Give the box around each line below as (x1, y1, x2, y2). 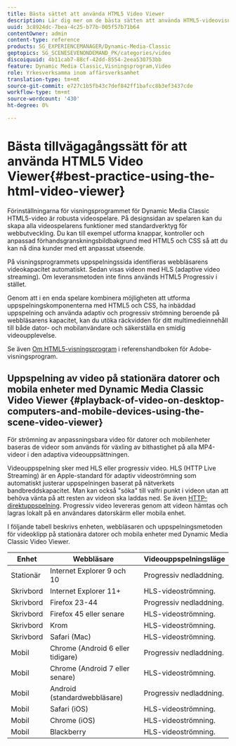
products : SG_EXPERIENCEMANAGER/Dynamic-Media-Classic (7, 43, 171, 50)
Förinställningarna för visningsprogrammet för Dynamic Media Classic (7, 206, 209, 215)
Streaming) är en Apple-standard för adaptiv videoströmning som (7, 471, 197, 479)
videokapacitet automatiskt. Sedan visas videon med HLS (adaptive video (7, 265, 221, 273)
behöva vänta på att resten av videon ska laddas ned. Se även (7, 493, 188, 502)
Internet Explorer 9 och (50, 566, 126, 576)
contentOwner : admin (7, 30, 68, 37)
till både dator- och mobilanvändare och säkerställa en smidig (7, 323, 186, 331)
